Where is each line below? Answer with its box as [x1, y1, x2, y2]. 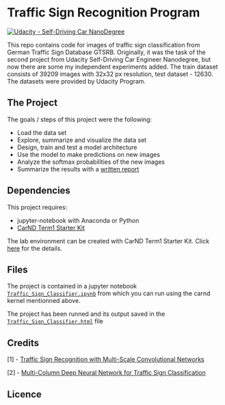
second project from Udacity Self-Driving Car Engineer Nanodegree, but [7, 55, 211, 63]
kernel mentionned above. [7, 297, 81, 305]
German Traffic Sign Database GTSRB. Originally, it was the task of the [7, 48, 207, 56]
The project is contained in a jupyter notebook [7, 282, 137, 291]
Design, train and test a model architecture [16, 143, 137, 151]
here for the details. [7, 244, 63, 252]
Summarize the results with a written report [16, 164, 140, 173]
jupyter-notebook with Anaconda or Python [16, 216, 140, 224]
